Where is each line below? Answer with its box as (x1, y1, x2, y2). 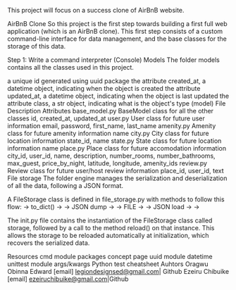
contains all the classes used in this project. (7, 63, 134, 71)
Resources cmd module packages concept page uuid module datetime (7, 253, 213, 260)
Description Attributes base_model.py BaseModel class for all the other (7, 107, 213, 115)
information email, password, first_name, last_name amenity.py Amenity (7, 122, 216, 130)
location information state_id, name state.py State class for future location (7, 137, 222, 145)
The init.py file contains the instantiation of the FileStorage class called (7, 216, 213, 225)
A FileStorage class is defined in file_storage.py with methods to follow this (7, 195, 225, 203)
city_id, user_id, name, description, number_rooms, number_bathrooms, (7, 151, 216, 160)
